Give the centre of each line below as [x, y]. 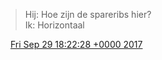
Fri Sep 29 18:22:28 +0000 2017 [76, 44]
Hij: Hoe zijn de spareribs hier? [88, 14]
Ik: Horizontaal [54, 25]
